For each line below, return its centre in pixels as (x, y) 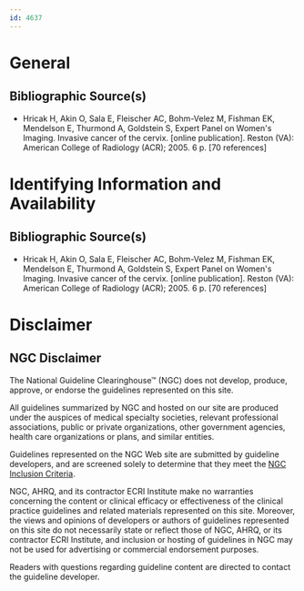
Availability (53, 204)
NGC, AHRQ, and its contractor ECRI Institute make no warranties (132, 491)
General (40, 62)
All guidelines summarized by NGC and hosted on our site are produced (144, 407)
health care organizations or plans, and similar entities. (112, 436)
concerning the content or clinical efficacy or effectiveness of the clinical (147, 501)
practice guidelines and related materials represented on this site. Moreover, (152, 510)
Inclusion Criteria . (42, 474)
